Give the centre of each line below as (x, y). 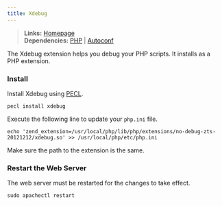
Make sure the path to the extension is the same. (76, 150)
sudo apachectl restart (41, 196)
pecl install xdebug (37, 106)
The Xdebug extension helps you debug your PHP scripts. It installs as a (109, 54)
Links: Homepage (49, 33)
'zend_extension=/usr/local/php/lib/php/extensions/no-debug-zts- (119, 131)
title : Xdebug (27, 13)
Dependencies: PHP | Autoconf (69, 40)
